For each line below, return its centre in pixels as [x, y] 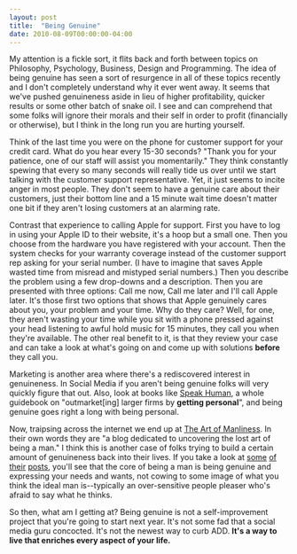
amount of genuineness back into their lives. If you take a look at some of [143, 457]
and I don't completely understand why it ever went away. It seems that [140, 87]
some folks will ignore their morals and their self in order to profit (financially [148, 115]
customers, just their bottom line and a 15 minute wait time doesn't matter [143, 199]
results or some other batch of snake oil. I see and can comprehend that [141, 106]
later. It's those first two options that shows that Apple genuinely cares [138, 300]
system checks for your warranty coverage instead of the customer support [148, 254]
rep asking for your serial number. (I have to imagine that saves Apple [136, 263]
